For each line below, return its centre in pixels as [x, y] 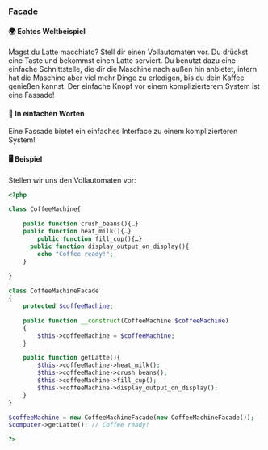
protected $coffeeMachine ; [68, 306]
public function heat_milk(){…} [77, 232]
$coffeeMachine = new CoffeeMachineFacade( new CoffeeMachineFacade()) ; [131, 418]
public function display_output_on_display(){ [109, 246]
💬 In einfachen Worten [46, 113]
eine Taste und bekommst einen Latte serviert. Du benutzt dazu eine [122, 61]
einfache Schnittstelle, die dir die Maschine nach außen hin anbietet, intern [132, 69]
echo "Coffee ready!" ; [75, 254]
